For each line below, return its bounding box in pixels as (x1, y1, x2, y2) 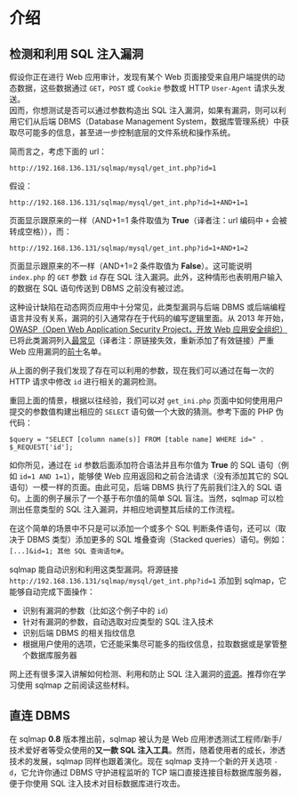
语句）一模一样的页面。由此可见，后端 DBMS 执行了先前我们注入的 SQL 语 (9, 482, 283, 492)
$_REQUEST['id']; (9, 443, 74, 452)
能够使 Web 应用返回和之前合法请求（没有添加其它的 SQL (78, 471, 289, 481)
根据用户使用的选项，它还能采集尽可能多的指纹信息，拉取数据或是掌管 (21, 639, 280, 649)
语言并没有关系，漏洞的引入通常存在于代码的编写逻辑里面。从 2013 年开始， (9, 313, 289, 323)
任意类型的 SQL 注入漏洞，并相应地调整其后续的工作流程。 (24, 504, 240, 514)
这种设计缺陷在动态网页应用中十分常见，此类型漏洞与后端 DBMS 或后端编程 (9, 302, 286, 312)
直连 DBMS (9, 708, 71, 723)
